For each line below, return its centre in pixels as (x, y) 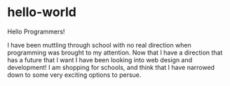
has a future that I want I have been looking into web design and (100, 59)
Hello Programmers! (36, 31)
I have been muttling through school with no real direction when (99, 45)
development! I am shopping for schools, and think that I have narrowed (111, 67)
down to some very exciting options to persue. (74, 75)
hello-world (42, 12)
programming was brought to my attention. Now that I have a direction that (115, 52)
